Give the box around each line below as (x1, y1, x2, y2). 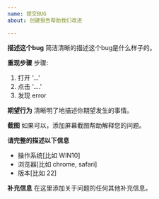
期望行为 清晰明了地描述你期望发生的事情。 (7, 106, 133, 114)
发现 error (17, 91, 47, 99)
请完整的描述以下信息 (7, 135, 69, 145)
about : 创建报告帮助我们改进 (7, 17, 83, 24)
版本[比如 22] (17, 169, 57, 177)
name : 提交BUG (7, 10, 47, 18)
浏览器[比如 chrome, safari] (17, 159, 98, 168)
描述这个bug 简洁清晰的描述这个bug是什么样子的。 (7, 43, 156, 52)
